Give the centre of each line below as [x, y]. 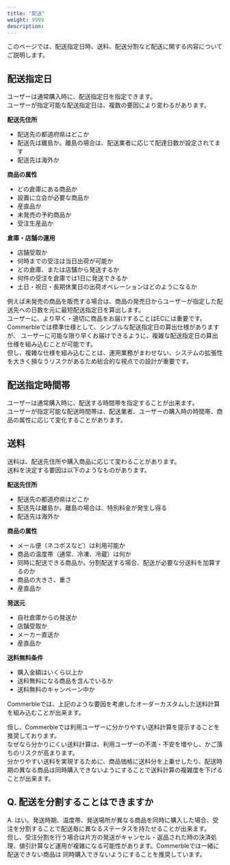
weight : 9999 [26, 20]
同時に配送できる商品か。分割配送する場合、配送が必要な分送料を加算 [116, 562]
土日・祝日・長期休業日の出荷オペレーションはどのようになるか [107, 287]
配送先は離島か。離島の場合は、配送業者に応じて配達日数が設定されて [116, 143]
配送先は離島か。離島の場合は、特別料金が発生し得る [92, 507]
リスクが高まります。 [49, 753]
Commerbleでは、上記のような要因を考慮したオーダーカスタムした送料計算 [114, 704]
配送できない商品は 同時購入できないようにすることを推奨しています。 [106, 854]
